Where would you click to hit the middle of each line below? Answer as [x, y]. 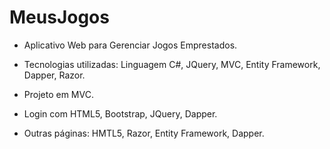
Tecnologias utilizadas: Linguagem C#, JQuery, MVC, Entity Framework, [172, 64]
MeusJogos [59, 17]
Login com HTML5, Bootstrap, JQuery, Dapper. [120, 113]
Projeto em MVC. [58, 94]
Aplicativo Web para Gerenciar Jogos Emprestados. [130, 45]
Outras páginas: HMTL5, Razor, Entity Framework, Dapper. [144, 133]
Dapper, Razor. [54, 75]
